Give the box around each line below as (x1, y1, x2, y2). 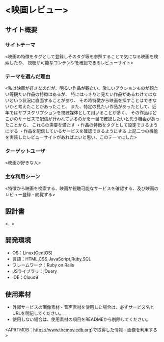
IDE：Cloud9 (12, 274, 38, 280)
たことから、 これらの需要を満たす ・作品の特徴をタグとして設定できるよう (5, 122, 158, 128)
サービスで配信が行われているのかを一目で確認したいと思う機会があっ (18, 116, 160, 122)
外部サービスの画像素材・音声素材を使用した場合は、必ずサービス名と (12, 304, 155, 310)
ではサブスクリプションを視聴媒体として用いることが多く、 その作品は (9, 110, 153, 116)
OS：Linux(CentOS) (12, 250, 53, 256)
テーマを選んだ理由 (5, 73, 51, 80)
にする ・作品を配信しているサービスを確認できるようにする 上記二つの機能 (5, 128, 158, 134)
